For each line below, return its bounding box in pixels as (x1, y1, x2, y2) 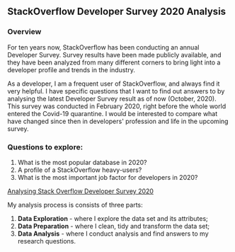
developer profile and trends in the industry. (7, 65, 136, 74)
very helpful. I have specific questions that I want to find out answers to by (7, 86, 225, 95)
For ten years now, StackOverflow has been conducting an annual (7, 42, 200, 52)
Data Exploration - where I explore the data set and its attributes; (17, 214, 209, 222)
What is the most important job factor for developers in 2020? (17, 173, 198, 181)
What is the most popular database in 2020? (17, 158, 147, 166)
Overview (7, 27, 42, 37)
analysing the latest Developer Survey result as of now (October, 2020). (7, 94, 217, 103)
